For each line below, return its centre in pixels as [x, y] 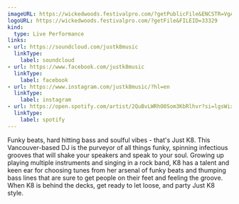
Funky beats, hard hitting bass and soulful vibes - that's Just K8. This [109, 140]
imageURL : [22, 14]
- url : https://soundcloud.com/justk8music [73, 47]
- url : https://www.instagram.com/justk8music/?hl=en [89, 87]
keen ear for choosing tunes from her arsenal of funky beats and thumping [117, 170]
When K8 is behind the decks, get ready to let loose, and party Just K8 [111, 185]
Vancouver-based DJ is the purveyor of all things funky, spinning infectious [118, 147]
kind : [15, 27]
